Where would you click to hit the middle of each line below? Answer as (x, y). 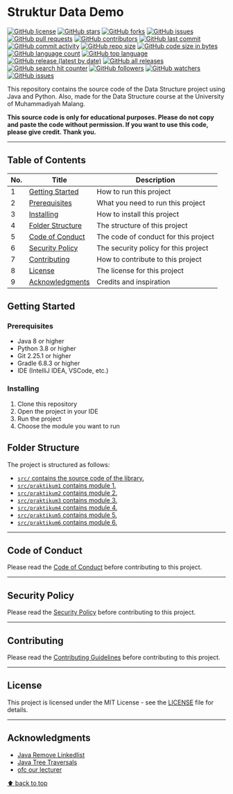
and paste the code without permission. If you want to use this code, (108, 124)
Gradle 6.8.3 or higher (49, 363)
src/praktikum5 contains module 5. (67, 515)
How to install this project (138, 214)
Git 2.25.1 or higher (44, 356)
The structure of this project (142, 225)
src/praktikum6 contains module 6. (67, 522)
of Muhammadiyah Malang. (46, 103)
